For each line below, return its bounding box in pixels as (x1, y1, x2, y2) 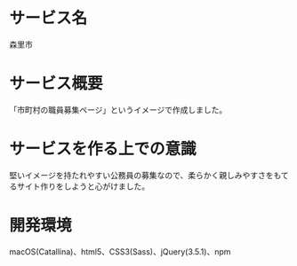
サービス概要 (9, 74, 104, 94)
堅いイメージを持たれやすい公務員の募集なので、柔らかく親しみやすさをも (9, 169, 282, 180)
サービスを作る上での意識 (9, 139, 197, 160)
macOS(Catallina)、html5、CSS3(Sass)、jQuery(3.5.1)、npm (9, 246, 231, 257)
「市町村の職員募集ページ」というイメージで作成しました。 (9, 104, 228, 115)
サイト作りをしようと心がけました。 (16, 181, 149, 192)
